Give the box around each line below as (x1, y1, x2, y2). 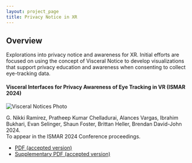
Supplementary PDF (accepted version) (14, 150, 110, 157)
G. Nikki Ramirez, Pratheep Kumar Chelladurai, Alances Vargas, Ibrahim (6, 114, 178, 121)
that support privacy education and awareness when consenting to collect (6, 64, 186, 71)
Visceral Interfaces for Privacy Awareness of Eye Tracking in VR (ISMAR (6, 83, 186, 90)
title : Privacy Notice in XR (6, 14, 78, 20)
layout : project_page (6, 8, 59, 15)
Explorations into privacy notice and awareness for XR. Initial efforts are (6, 51, 180, 59)
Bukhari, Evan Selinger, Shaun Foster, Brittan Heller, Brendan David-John (6, 120, 182, 127)
